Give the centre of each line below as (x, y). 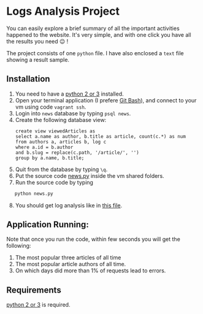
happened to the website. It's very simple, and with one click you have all (99, 34)
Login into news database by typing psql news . (73, 113)
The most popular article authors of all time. (71, 264)
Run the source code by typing (54, 182)
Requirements (34, 290)
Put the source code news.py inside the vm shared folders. (90, 175)
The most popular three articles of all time (68, 258)
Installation (28, 79)
